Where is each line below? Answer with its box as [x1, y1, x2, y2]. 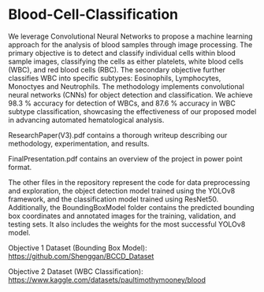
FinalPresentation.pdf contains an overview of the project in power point [8, 153, 243, 163]
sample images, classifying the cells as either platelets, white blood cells [8, 57, 244, 66]
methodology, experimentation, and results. [8, 139, 150, 148]
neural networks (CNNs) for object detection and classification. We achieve [8, 90, 254, 99]
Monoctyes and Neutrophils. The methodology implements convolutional [8, 81, 244, 91]
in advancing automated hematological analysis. [8, 115, 165, 124]
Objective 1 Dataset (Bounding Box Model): [8, 242, 147, 253]
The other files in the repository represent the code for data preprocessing [8, 177, 251, 187]
